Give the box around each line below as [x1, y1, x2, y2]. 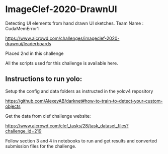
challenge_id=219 [5, 128, 42, 134]
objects [5, 103, 21, 109]
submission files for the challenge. [5, 143, 76, 149]
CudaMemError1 [5, 25, 39, 31]
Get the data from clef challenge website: [5, 113, 91, 119]
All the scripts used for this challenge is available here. [5, 60, 118, 66]
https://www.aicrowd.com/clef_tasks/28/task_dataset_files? [5, 122, 129, 129]
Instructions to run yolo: [5, 74, 82, 84]
